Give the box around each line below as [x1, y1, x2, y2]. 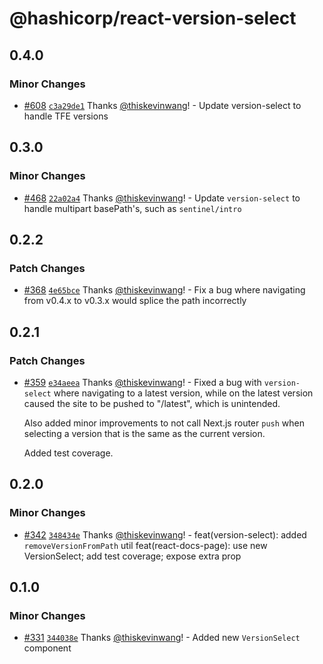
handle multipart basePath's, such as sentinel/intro [23, 202, 242, 214]
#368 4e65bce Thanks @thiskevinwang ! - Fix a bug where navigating [23, 284, 306, 296]
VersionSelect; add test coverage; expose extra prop [23, 550, 242, 562]
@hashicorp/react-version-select [9, 7, 297, 30]
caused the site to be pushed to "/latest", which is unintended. [23, 397, 281, 409]
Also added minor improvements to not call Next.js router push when [23, 417, 305, 429]
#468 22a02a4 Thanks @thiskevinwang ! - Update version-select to [23, 192, 301, 204]
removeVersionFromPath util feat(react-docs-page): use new [23, 539, 268, 551]
